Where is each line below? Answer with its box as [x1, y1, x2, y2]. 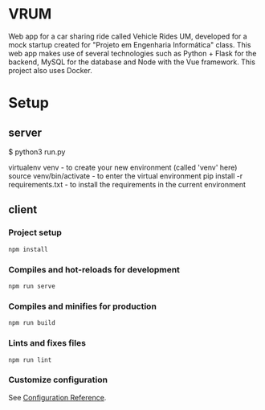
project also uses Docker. [8, 65, 92, 75]
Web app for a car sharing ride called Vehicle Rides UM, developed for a [8, 31, 247, 41]
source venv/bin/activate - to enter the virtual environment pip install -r [8, 170, 243, 181]
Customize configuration [8, 375, 108, 386]
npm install [8, 245, 48, 253]
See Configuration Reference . [8, 392, 107, 402]
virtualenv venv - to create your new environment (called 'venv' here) [8, 162, 238, 172]
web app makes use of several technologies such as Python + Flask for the [8, 48, 257, 58]
